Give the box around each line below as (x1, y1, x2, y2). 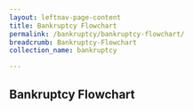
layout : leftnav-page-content (9, 12, 122, 22)
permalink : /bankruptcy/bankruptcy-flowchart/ (9, 29, 185, 38)
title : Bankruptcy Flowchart (9, 21, 117, 30)
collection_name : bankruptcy (9, 46, 117, 55)
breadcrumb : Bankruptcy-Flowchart (9, 37, 138, 47)
